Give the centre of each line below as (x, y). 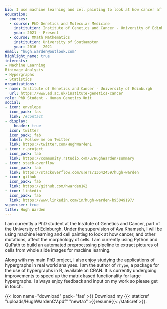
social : (13, 103)
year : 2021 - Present (36, 33)
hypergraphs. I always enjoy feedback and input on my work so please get (82, 281)
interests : (16, 61)
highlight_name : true (28, 56)
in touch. (14, 286)
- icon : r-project (24, 149)
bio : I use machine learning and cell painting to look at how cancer (80, 10)
